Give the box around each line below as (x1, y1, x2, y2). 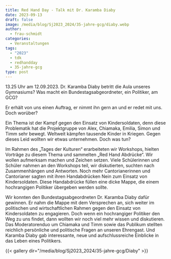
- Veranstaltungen (10, 41, 50, 46)
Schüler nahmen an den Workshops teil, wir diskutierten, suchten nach (5, 163, 155, 168)
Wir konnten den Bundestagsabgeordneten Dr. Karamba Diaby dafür (5, 194, 149, 200)
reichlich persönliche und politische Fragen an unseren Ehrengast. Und (5, 227, 155, 233)
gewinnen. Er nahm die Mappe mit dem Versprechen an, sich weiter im (5, 200, 155, 206)
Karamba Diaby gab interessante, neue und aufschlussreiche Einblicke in (5, 232, 159, 238)
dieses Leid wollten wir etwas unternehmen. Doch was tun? (5, 136, 131, 142)
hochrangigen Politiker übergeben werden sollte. (5, 184, 109, 190)
